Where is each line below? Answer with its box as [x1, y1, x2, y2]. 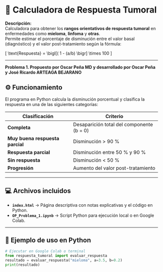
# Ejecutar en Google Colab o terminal [5, 249, 86, 254]
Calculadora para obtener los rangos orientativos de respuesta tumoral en [5, 25, 156, 31]
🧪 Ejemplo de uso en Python [5, 236, 91, 244]
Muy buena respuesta [7, 135, 60, 142]
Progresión [7, 165, 34, 171]
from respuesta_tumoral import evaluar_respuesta [5, 254, 108, 258]
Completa [7, 124, 31, 131]
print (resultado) [5, 262, 40, 267]
